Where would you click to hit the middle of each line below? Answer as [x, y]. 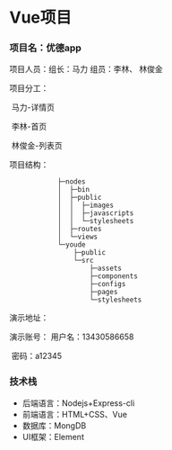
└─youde [72, 245]
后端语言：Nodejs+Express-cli [78, 403]
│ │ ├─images [86, 206]
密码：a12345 [37, 356]
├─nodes [72, 182]
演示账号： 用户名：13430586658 [72, 337]
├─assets [106, 269]
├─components [114, 276]
